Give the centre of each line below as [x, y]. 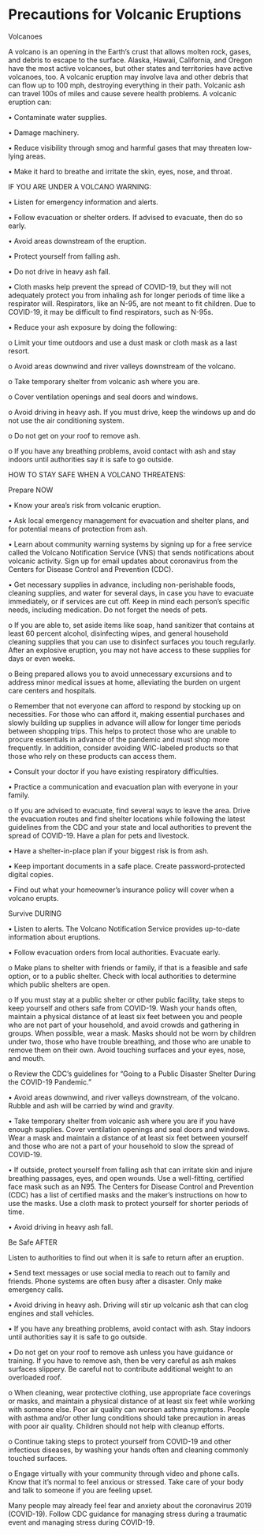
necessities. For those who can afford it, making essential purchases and [126, 714]
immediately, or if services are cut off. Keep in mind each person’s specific [129, 601]
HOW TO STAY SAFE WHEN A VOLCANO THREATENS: [97, 474]
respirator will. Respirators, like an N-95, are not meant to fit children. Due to [132, 303]
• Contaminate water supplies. [58, 117]
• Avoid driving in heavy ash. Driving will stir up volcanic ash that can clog [128, 1305]
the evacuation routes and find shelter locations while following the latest [127, 819]
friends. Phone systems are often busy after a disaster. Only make [115, 1281]
